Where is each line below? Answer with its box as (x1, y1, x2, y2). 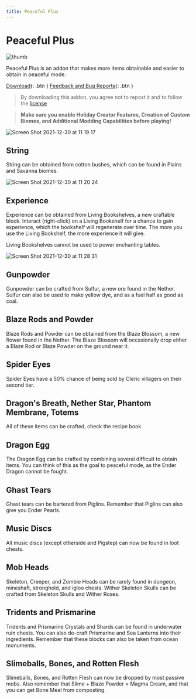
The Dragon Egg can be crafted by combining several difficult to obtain (6, 455, 177, 463)
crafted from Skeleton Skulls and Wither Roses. (6, 590, 120, 598)
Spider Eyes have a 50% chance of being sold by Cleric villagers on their (6, 375, 182, 382)
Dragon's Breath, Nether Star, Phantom (6, 398, 152, 408)
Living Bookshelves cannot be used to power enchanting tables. (6, 241, 161, 248)
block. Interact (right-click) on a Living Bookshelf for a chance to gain (6, 217, 174, 224)
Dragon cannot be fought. (6, 468, 68, 475)
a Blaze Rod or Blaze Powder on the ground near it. (6, 342, 129, 349)
